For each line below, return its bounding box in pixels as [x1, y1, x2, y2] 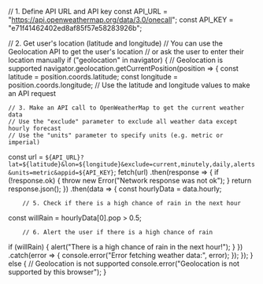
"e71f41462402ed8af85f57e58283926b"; [8, 24, 143, 32]
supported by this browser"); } [8, 267, 107, 276]
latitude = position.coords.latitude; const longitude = [8, 72, 179, 81]
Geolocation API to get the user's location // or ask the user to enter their [8, 47, 244, 56]
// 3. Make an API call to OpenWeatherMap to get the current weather [8, 104, 245, 112]
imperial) [8, 138, 41, 146]
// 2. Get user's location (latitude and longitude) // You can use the [8, 39, 223, 48]
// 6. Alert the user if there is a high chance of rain [22, 228, 213, 236]
